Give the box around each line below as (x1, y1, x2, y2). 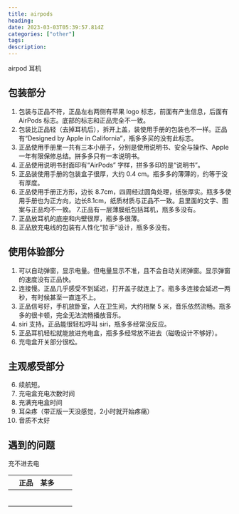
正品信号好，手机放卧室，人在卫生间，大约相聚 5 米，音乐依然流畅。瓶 (18, 302, 225, 310)
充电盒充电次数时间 (18, 389, 75, 398)
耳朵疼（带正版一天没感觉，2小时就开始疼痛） (18, 407, 154, 416)
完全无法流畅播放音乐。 (55, 311, 125, 319)
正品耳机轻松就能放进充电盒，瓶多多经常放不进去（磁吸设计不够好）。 (18, 329, 221, 337)
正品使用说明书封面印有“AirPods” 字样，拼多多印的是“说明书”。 (18, 160, 205, 169)
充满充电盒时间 (18, 399, 63, 407)
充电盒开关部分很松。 (18, 337, 81, 346)
